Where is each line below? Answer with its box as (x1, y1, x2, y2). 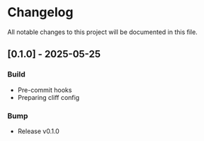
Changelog (7, 4, 74, 21)
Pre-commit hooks (17, 86, 72, 94)
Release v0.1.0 (17, 127, 60, 135)
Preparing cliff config (17, 93, 80, 101)
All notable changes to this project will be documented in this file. (7, 28, 198, 36)
